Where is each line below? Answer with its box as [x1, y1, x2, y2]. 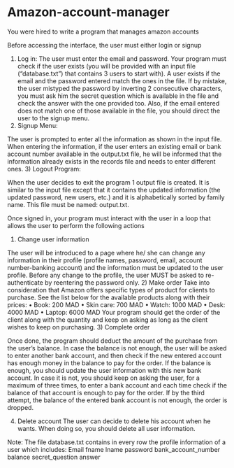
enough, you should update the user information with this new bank [7, 366, 202, 374]
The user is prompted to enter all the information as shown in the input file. [7, 134, 222, 143]
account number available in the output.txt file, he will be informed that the [7, 150, 222, 158]
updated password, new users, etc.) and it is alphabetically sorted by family [7, 193, 225, 201]
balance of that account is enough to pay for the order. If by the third [7, 388, 205, 397]
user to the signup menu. [17, 113, 90, 122]
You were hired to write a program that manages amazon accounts [7, 27, 199, 36]
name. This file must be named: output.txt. [7, 200, 129, 208]
